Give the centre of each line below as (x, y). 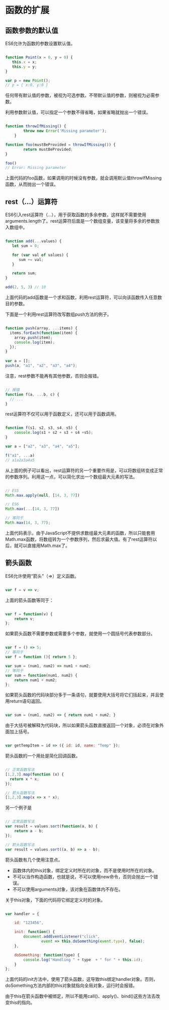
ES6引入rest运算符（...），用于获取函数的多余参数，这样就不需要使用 (76, 215)
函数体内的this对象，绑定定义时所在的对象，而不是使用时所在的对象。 (84, 870)
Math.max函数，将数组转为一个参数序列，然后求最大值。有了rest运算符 (79, 539)
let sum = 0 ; (25, 246)
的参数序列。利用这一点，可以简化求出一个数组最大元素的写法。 (71, 477)
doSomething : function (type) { (47, 955)
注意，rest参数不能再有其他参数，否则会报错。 (53, 376)
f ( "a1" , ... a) (20, 455)
